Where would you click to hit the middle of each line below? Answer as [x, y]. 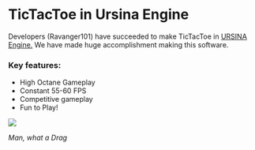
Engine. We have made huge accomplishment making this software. [118, 44]
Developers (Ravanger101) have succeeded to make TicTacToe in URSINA [127, 36]
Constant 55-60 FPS [53, 91]
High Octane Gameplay [58, 82]
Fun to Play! [39, 107]
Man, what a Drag [38, 138]
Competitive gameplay [56, 99]
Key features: [35, 65]
